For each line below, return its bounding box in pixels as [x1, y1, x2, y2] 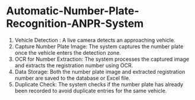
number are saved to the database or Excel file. [14, 74, 130, 82]
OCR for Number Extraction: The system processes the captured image [14, 55, 190, 62]
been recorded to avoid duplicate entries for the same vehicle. [14, 87, 167, 94]
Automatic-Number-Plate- [6, 4, 139, 18]
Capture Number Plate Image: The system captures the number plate [14, 43, 184, 50]
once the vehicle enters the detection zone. [14, 49, 122, 56]
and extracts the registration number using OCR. [14, 61, 133, 69]
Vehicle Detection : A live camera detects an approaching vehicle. [14, 36, 176, 43]
